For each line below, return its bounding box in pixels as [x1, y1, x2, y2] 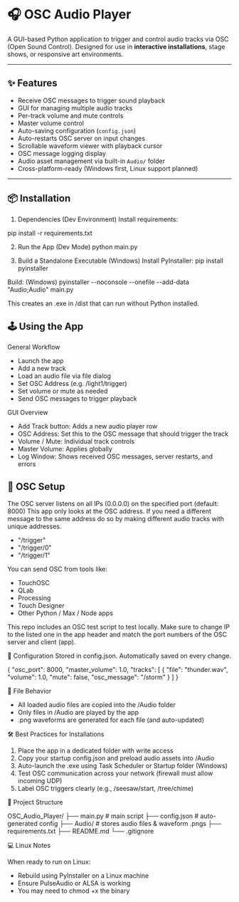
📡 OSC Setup [7, 481, 65, 493]
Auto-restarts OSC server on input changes [17, 134, 146, 142]
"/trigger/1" [17, 551, 51, 560]
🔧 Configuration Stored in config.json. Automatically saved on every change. [7, 651, 232, 660]
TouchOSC [17, 579, 50, 587]
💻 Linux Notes [7, 841, 51, 850]
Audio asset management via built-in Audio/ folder [17, 157, 166, 165]
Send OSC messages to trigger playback [17, 394, 137, 403]
